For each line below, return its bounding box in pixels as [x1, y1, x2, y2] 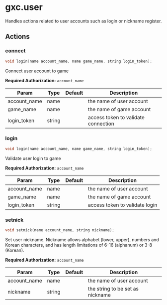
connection [87, 120, 114, 127]
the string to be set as [87, 285, 139, 292]
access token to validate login [87, 201, 158, 208]
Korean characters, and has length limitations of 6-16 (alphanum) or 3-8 [5, 242, 153, 248]
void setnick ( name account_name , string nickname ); [5, 227, 114, 233]
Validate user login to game [5, 155, 61, 161]
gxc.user [5, 1, 43, 13]
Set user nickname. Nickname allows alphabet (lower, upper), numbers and [5, 236, 159, 243]
